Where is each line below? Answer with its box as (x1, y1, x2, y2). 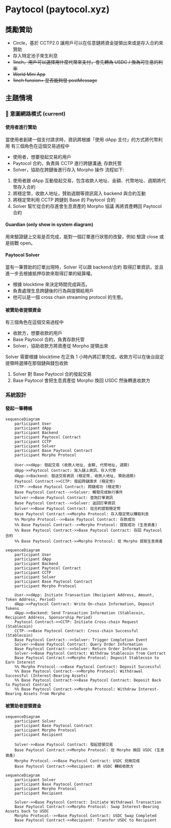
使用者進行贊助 (5, 124, 37, 130)
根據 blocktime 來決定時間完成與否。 (12, 281, 91, 287)
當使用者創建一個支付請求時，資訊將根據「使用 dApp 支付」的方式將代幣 (5, 136, 159, 142)
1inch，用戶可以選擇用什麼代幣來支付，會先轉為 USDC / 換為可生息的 (12, 59, 159, 65)
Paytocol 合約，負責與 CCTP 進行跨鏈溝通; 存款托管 (12, 160, 122, 166)
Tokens (5, 606, 19, 611)
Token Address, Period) (5, 597, 56, 603)
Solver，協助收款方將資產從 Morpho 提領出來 (12, 343, 109, 349)
